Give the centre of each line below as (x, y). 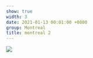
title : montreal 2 (28, 33)
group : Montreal (26, 28)
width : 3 (17, 17)
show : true (19, 11)
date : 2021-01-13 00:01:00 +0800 (47, 22)
